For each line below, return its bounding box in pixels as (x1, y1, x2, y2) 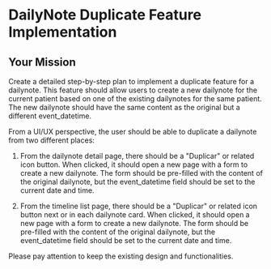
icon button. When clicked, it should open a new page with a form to (19, 160, 248, 169)
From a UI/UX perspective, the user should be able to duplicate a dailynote (8, 127, 257, 136)
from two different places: (8, 135, 95, 145)
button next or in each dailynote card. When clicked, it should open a (19, 210, 250, 220)
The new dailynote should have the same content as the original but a (8, 103, 240, 112)
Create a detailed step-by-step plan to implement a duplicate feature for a (8, 77, 255, 86)
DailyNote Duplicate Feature (8, 6, 202, 24)
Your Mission (8, 55, 76, 69)
